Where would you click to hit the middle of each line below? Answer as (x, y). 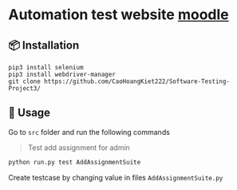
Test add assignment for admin (79, 147)
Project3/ (25, 89)
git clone (25, 81)
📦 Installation (44, 45)
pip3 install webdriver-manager (62, 74)
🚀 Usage (29, 113)
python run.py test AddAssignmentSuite (75, 162)
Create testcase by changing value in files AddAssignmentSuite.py (116, 177)
